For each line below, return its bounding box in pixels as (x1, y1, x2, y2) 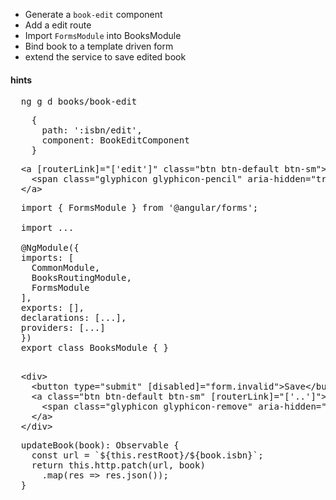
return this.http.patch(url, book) (31, 460, 206, 471)
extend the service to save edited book (24, 51, 187, 63)
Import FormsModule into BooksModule (24, 30, 182, 41)
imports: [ (20, 252, 75, 264)
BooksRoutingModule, (31, 272, 132, 284)
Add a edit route (24, 19, 92, 31)
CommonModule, (31, 262, 101, 274)
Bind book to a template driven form (24, 40, 174, 52)
